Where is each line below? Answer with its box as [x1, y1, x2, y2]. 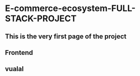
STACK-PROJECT [5, 13, 77, 24]
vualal [5, 65, 24, 73]
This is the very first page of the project [5, 32, 126, 40]
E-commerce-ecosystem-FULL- [5, 3, 136, 14]
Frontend [5, 49, 33, 57]
